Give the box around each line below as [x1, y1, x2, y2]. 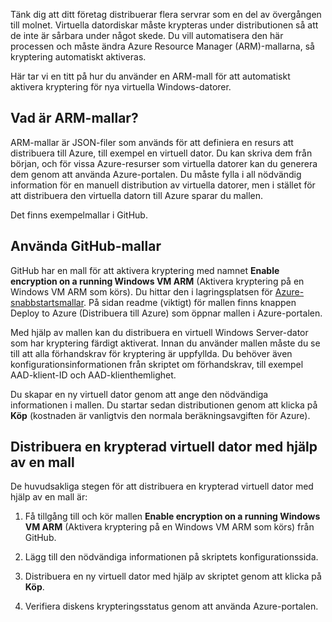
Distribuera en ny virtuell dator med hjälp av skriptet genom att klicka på [24, 570, 322, 583]
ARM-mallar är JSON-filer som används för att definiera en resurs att [10, 136, 294, 148]
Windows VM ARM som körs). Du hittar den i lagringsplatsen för [10, 285, 273, 298]
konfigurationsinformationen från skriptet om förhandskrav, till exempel [10, 358, 304, 370]
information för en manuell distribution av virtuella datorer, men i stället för [10, 179, 316, 191]
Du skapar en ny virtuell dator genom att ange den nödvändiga [10, 388, 269, 400]
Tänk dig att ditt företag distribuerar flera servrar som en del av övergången [10, 9, 322, 20]
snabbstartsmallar [10, 296, 85, 308]
